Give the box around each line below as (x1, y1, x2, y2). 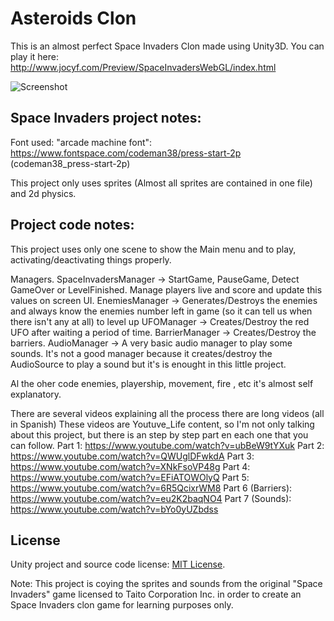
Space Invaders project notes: (10, 110, 202, 127)
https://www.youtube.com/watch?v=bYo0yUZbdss (10, 503, 219, 515)
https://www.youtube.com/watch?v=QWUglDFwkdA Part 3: (10, 450, 255, 462)
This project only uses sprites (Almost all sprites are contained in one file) (10, 177, 313, 189)
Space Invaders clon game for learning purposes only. (10, 599, 234, 611)
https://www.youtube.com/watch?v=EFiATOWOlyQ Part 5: (10, 471, 250, 483)
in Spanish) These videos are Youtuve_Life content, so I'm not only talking (10, 418, 315, 430)
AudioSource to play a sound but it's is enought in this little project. (10, 358, 287, 370)
